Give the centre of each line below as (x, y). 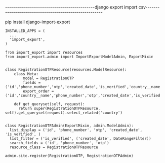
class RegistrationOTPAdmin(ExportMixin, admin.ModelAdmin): (69, 126)
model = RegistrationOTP (48, 78)
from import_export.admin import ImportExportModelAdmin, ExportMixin (79, 57)
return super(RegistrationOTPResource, (59, 108)
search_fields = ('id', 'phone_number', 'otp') (60, 143)
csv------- (149, 7)
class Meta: (26, 74)
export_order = (39, 91)
